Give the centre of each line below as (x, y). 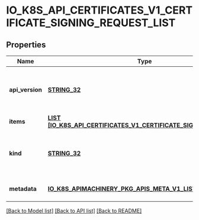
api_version (26, 90)
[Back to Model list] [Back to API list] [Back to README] (74, 211)
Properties (26, 45)
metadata (23, 189)
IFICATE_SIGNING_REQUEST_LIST (91, 23)
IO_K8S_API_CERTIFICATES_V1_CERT (99, 10)
